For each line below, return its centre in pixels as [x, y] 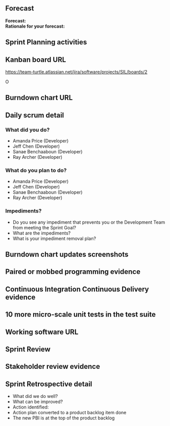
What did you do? [28, 130]
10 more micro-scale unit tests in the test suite [80, 314]
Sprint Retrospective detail [49, 384]
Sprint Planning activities [46, 42]
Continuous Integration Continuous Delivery [77, 289]
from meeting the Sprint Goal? [44, 227]
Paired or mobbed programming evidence [73, 272]
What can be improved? [38, 402]
